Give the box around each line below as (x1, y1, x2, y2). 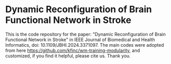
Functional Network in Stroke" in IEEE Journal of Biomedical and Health (5, 37, 155, 43)
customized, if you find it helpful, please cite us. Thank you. (5, 52, 131, 59)
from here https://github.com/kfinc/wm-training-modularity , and (5, 47, 140, 53)
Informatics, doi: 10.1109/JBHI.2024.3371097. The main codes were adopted (5, 42, 164, 48)
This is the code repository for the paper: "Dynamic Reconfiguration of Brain (5, 31, 166, 37)
